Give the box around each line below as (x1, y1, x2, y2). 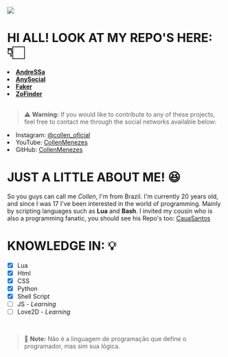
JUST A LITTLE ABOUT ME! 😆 (7, 170, 181, 185)
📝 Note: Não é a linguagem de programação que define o (23, 335, 187, 343)
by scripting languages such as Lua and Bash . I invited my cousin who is (7, 207, 213, 215)
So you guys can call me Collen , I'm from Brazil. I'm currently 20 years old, (7, 192, 218, 200)
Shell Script (16, 292, 50, 301)
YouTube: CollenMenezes (16, 138, 88, 146)
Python (16, 285, 38, 292)
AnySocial (16, 75, 46, 83)
